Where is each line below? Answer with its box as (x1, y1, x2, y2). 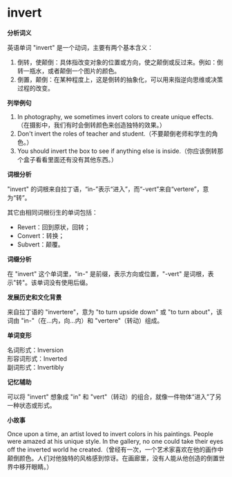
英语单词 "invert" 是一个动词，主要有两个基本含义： (7, 43, 154, 51)
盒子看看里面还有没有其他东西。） (23, 155, 117, 163)
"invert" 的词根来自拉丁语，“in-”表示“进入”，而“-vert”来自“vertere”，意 (7, 185, 209, 193)
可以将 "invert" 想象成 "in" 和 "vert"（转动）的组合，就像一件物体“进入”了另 (7, 393, 222, 401)
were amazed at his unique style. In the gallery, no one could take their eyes (7, 437, 224, 445)
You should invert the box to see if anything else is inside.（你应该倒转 (17, 147, 217, 155)
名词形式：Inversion (7, 345, 64, 354)
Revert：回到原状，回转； (17, 223, 91, 231)
